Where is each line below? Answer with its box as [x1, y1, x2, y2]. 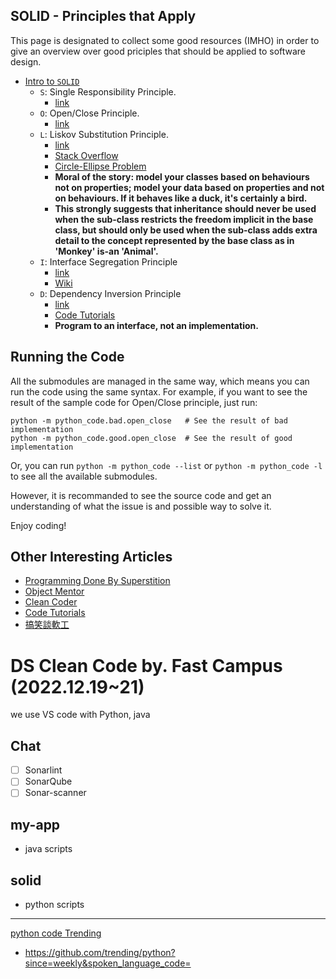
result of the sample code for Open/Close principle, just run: [10, 396, 258, 408]
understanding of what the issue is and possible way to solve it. [10, 500, 272, 512]
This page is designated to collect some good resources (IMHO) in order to [10, 34, 320, 46]
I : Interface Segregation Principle [39, 255, 178, 268]
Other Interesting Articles [10, 549, 173, 566]
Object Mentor [24, 585, 85, 598]
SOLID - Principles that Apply [10, 8, 197, 25]
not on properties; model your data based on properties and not [54, 181, 325, 193]
